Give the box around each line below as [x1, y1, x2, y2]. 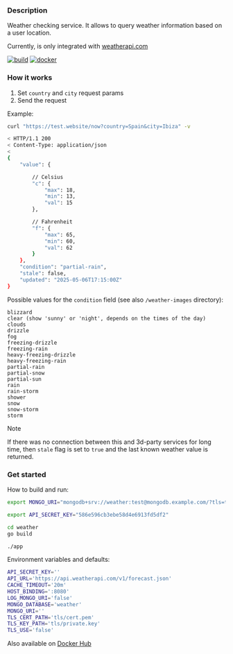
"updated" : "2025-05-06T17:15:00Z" [19, 276, 123, 283]
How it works [7, 73, 53, 83]
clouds [7, 321, 26, 328]
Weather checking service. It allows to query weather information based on [7, 21, 223, 30]
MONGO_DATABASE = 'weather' [7, 601, 82, 608]
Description [7, 6, 48, 15]
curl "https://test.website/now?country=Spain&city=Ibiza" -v [7, 123, 191, 130]
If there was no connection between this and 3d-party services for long [7, 438, 212, 446]
